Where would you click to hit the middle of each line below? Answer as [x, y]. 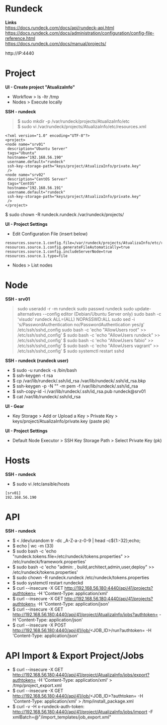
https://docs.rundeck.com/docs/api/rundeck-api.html [60, 27]
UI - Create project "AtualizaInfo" [40, 87]
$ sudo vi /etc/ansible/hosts [41, 484]
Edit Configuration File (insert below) [50, 234]
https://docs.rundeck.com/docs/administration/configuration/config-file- [80, 33]
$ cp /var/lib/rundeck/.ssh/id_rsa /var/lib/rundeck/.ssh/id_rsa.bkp [79, 380]
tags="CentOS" [22, 183]
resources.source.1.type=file [37, 256]
